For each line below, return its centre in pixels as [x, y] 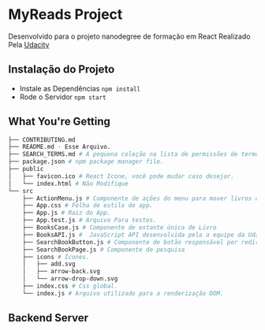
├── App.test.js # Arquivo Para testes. [90, 221]
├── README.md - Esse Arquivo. [60, 147]
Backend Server [49, 318]
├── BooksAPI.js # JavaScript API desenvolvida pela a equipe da [134, 235]
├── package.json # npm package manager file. [86, 162]
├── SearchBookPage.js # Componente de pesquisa [104, 250]
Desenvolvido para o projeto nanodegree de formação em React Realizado [129, 36]
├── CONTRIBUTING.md [42, 139]
